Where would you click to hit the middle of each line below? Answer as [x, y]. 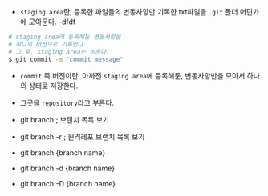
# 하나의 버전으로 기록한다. [48, 44]
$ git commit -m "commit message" [66, 59]
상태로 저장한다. [53, 86]
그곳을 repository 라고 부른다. [67, 102]
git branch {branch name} [63, 152]
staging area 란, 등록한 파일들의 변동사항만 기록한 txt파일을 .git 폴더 [129, 12]
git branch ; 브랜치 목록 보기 [65, 119]
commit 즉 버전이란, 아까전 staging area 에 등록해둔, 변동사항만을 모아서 [132, 75]
